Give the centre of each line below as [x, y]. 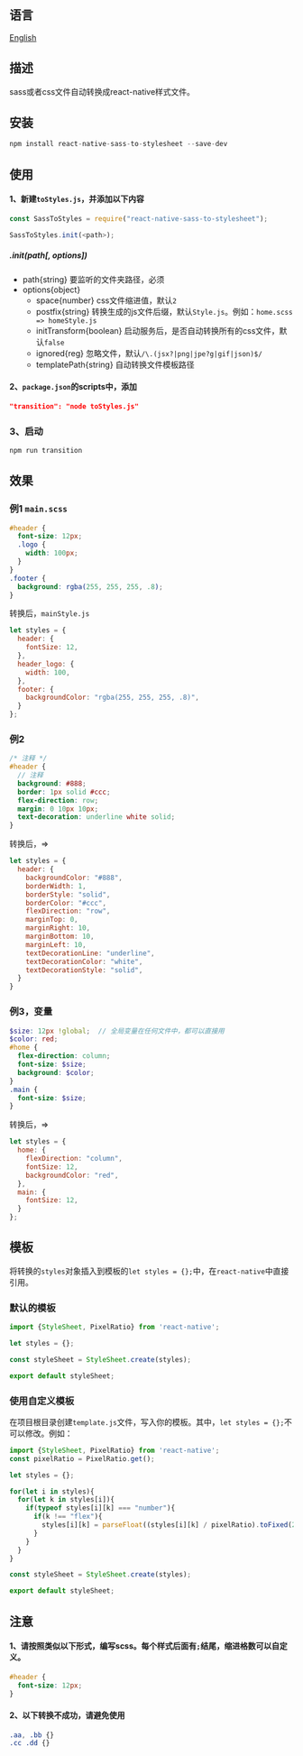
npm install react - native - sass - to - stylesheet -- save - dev [119, 144]
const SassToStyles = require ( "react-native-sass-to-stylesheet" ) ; [139, 218]
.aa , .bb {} [32, 1735]
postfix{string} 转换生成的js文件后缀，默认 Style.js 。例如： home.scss [164, 311]
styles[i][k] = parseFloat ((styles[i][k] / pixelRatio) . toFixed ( [167, 1525]
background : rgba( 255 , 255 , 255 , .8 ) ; [91, 587]
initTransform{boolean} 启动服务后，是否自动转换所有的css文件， [157, 330]
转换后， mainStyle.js [50, 613]
